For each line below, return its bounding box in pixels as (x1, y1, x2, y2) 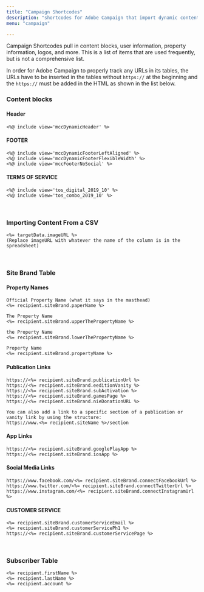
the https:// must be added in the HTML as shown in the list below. (6, 80, 176, 87)
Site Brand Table (6, 269, 56, 277)
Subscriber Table (6, 557, 58, 565)
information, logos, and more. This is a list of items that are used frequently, (6, 49, 195, 56)
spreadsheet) (6, 243, 39, 249)
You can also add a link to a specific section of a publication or (6, 409, 183, 415)
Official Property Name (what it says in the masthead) (6, 297, 151, 303)
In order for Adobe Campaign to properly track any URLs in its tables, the (6, 67, 189, 74)
